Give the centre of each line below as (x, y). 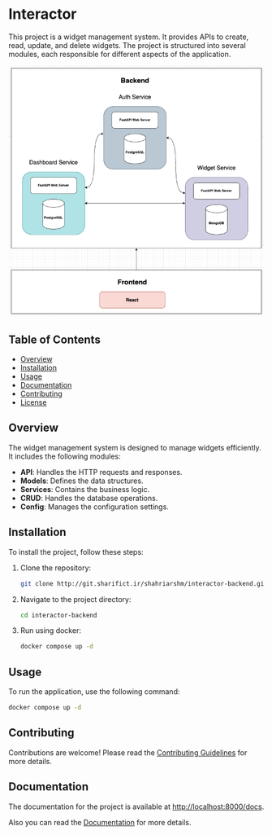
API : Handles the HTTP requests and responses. (101, 472)
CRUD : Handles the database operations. (89, 498)
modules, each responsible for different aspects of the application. (120, 54)
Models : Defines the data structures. (82, 481)
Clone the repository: (56, 568)
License (33, 402)
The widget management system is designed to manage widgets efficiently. (135, 447)
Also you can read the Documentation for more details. (100, 822)
